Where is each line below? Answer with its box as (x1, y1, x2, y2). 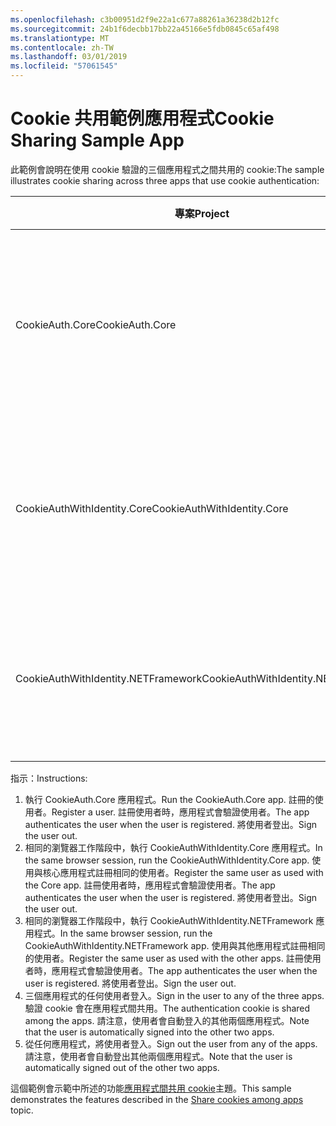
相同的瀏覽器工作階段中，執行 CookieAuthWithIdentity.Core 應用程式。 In (24, 841, 323, 853)
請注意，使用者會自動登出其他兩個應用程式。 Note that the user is (24, 1050, 293, 1062)
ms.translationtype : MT (10, 33, 110, 43)
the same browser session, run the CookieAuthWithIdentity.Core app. (24, 854, 310, 866)
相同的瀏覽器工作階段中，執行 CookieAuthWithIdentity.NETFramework (24, 914, 314, 926)
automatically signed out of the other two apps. (24, 1061, 220, 1073)
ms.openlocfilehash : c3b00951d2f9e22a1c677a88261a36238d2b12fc (10, 14, 280, 25)
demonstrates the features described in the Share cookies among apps (10, 1093, 304, 1105)
